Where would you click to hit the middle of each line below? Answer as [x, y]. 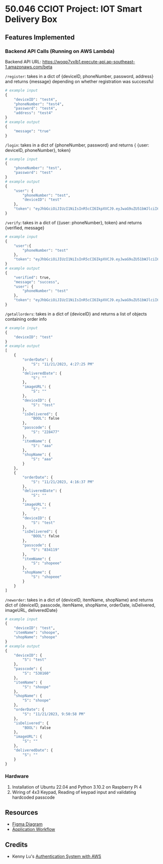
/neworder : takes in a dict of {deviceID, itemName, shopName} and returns [79, 600]
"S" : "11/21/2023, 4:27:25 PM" [63, 364]
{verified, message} [25, 228]
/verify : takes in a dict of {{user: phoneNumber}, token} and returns [73, 222]
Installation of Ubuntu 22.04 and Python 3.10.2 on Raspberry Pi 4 [77, 787]
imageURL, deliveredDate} [32, 610]
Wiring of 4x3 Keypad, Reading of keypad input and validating [74, 792]
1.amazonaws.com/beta [29, 67]
